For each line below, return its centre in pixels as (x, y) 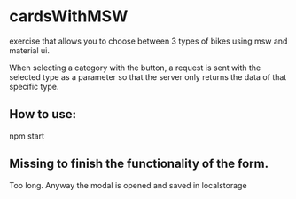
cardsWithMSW (69, 16)
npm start (27, 136)
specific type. (34, 86)
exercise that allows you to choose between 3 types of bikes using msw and (148, 41)
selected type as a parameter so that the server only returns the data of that (148, 76)
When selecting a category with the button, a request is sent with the (135, 68)
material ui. (30, 50)
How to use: (43, 114)
